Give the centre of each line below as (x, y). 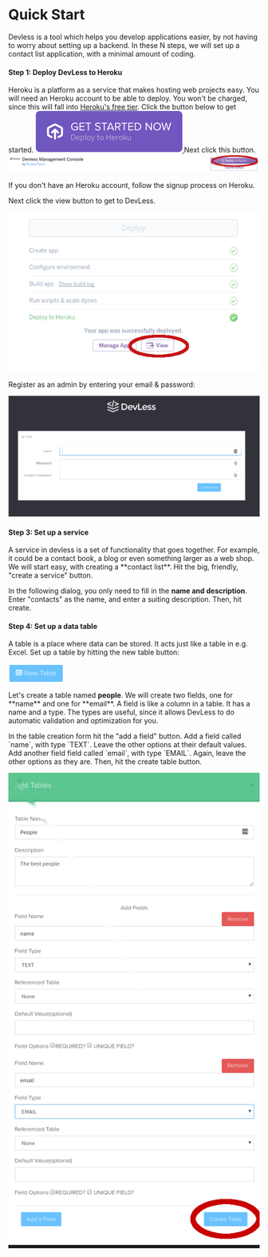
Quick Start (47, 15)
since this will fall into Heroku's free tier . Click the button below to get (122, 107)
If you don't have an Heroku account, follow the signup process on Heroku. (132, 185)
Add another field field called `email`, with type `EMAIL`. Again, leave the (127, 754)
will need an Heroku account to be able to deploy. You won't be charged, (128, 98)
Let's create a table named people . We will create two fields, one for (121, 695)
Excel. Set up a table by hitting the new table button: (94, 652)
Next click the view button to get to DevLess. (82, 201)
